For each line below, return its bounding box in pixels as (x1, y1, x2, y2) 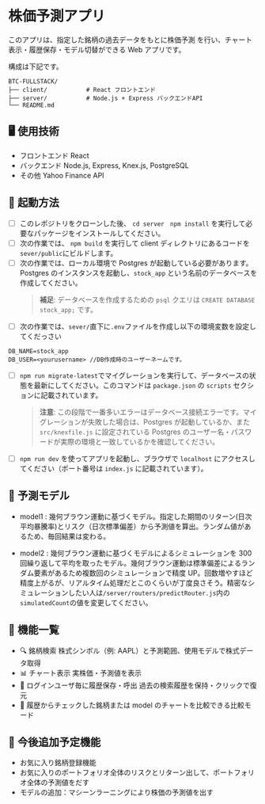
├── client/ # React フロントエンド (8, 86, 156, 93)
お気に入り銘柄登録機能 (19, 758, 97, 768)
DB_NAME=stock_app (8, 347, 69, 355)
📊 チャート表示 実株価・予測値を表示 (19, 668, 142, 677)
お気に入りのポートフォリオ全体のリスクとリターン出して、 (19, 768, 214, 777)
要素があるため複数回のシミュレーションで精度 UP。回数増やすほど (33, 568, 253, 577)
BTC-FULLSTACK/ (8, 77, 59, 86)
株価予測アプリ (8, 7, 106, 25)
